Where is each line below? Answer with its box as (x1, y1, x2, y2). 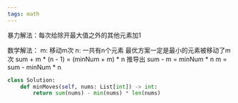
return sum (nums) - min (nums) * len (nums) (33, 90, 161, 97)
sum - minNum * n (7, 63, 62, 71)
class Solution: (7, 76, 56, 84)
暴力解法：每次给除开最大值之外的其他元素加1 (7, 31, 141, 39)
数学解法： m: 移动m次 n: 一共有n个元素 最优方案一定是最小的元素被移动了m (7, 45, 232, 54)
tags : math (7, 10, 40, 18)
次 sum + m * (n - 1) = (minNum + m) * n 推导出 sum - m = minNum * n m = (7, 55, 227, 63)
